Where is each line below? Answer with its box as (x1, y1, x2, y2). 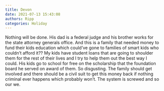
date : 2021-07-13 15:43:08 (5, 12, 61, 17)
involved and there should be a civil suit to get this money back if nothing (5, 71, 154, 77)
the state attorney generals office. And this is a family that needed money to (5, 40, 159, 46)
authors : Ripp (5, 16, 34, 21)
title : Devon (5, 7, 32, 12)
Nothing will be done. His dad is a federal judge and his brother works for (5, 34, 154, 40)
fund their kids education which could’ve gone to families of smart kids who (5, 45, 159, 51)
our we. (5, 82, 21, 88)
